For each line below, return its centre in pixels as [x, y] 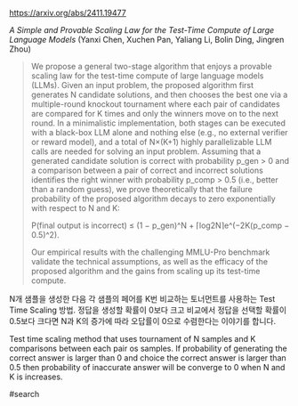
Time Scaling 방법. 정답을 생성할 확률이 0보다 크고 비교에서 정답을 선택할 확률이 [148, 310]
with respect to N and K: [75, 208]
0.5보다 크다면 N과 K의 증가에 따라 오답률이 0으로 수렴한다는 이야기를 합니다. [143, 321]
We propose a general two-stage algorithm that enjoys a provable [152, 66]
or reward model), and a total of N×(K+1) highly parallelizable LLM [151, 142]
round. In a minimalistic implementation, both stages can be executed [158, 123]
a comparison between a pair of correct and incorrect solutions [147, 170]
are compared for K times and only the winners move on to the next [154, 114]
